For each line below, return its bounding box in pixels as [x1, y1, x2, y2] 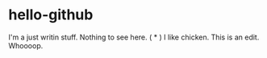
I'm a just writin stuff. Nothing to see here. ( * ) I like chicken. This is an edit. [8, 32, 260, 42]
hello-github [8, 6, 94, 24]
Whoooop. [8, 40, 44, 50]
